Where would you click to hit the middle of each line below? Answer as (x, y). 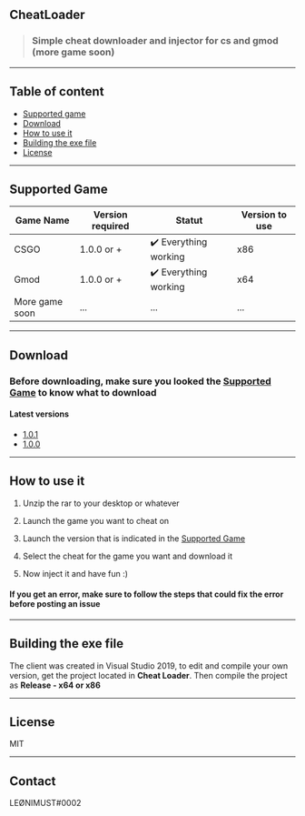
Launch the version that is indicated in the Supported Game (134, 538)
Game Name (42, 220)
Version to (264, 215)
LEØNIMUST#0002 (45, 803)
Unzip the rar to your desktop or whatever (101, 503)
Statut (189, 220)
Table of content (57, 91)
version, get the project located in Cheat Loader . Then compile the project (148, 675)
